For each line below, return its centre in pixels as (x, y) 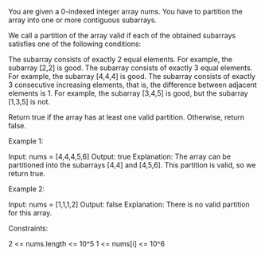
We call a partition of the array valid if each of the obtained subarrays (122, 35)
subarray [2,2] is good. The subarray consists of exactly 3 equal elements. (131, 68)
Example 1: (26, 141)
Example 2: (27, 189)
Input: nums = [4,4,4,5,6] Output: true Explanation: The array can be (120, 156)
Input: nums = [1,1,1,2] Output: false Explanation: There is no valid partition (129, 204)
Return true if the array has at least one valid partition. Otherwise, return (127, 117)
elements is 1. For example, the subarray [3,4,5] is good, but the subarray (128, 93)
